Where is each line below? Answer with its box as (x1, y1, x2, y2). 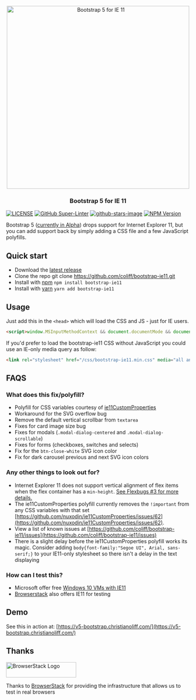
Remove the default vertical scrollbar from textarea (14, 416, 138, 424)
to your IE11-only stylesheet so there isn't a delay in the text (34, 550, 177, 557)
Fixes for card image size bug (14, 423, 86, 430)
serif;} (14, 551, 33, 557)
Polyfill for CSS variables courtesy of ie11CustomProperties (14, 404, 156, 411)
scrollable (14, 436, 41, 442)
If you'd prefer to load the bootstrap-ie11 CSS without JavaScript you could (6, 339, 185, 346)
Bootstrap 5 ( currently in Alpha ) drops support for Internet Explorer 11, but (6, 221, 183, 228)
